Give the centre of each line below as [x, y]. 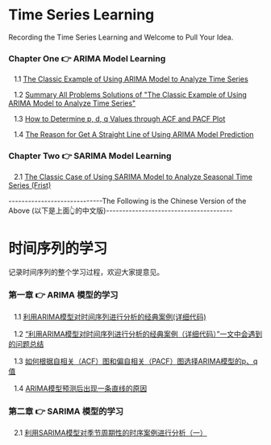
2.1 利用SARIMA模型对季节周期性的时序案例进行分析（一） [110, 433]
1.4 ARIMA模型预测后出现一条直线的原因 [80, 388]
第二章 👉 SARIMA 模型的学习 [66, 411]
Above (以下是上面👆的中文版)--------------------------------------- [121, 210]
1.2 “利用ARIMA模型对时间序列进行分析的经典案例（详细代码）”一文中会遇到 [138, 334]
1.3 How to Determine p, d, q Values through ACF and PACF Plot [119, 119]
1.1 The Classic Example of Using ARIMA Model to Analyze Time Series [131, 79]
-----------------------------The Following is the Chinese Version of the [127, 201]
